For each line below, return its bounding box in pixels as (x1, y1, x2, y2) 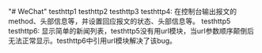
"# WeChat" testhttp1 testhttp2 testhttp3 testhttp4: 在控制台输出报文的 (8, 7, 237, 16)
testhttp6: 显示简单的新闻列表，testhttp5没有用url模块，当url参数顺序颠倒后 (8, 26, 255, 35)
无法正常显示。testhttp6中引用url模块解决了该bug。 (8, 36, 177, 45)
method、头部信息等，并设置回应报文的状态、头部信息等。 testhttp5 (8, 16, 231, 26)
